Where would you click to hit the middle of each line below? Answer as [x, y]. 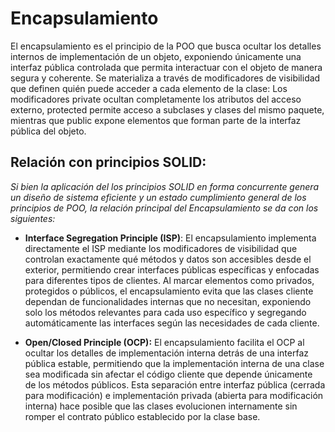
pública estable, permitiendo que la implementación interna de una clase [174, 363]
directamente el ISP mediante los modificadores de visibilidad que [161, 248]
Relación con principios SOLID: [108, 162]
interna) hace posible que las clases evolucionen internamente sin [161, 406]
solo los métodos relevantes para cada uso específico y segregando [165, 312]
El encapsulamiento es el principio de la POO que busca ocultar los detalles [166, 46]
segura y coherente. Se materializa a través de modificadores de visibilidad [165, 78]
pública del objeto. [48, 131]
